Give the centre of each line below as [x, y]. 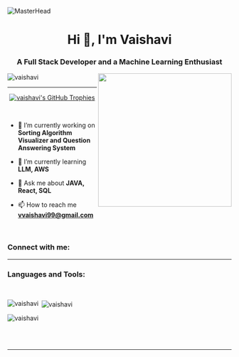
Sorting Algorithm [45, 133]
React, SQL [34, 191]
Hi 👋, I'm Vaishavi [119, 40]
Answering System [47, 148]
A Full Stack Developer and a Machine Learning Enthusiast [119, 62]
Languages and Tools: [46, 274]
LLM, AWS [33, 169]
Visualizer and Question [54, 140]
